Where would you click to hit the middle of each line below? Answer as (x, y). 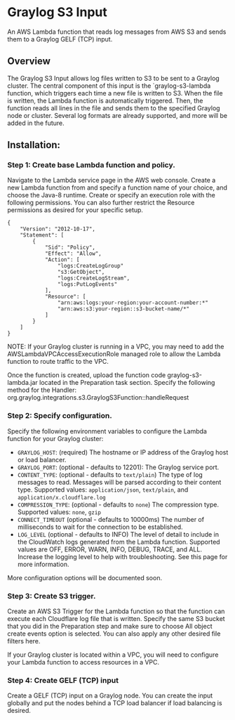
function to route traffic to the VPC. (58, 362)
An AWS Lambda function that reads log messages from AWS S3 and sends (117, 32)
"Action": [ (62, 260)
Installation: (34, 145)
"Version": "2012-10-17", (58, 229)
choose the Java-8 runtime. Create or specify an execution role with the (111, 195)
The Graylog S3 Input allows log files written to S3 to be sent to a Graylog (113, 78)
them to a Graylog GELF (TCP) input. (60, 39)
